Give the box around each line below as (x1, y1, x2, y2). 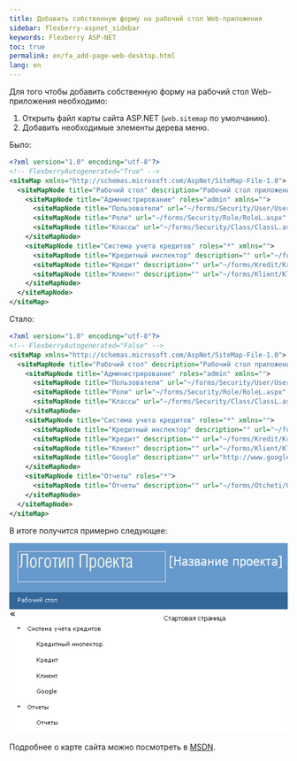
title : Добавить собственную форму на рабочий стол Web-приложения (9, 14, 263, 23)
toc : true (9, 42, 46, 51)
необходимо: (57, 96, 108, 106)
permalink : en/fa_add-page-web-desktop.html (9, 51, 176, 61)
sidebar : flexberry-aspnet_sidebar (9, 23, 141, 33)
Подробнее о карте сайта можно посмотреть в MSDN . (9, 742, 217, 752)
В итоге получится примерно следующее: (9, 525, 168, 535)
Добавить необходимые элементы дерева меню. (21, 122, 209, 133)
